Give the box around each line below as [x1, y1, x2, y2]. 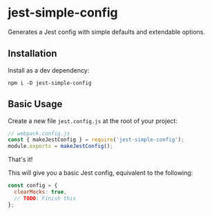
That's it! [8, 156, 33, 164]
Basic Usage [8, 98, 63, 110]
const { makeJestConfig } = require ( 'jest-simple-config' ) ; [8, 136, 185, 143]
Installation [8, 48, 57, 59]
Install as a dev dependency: [8, 66, 90, 74]
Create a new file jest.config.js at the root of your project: [8, 116, 178, 125]
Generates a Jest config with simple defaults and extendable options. [8, 28, 206, 36]
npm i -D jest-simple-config [8, 80, 92, 86]
